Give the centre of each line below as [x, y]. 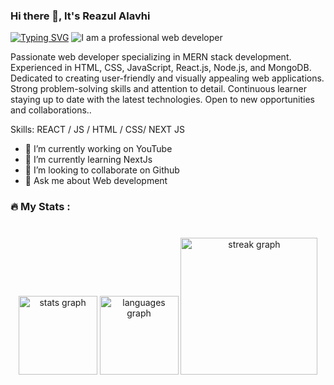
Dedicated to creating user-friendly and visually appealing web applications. [167, 78]
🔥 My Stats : [40, 207]
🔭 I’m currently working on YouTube [98, 149]
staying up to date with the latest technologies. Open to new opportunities [162, 100]
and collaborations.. [51, 110]
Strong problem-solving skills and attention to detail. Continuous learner [158, 89]
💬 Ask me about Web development [96, 181]
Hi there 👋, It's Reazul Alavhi [80, 16]
